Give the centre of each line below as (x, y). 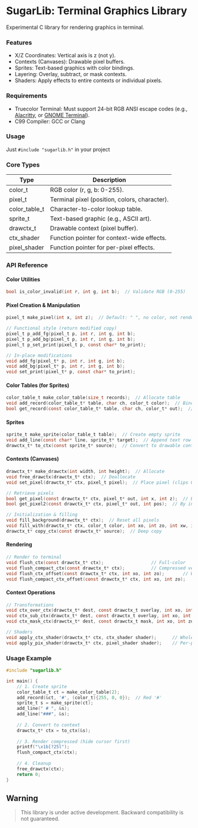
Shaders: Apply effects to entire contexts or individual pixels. (88, 80)
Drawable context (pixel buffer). (94, 229)
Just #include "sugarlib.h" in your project (58, 149)
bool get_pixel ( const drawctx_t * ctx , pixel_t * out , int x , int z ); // (97, 498)
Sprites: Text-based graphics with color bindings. (74, 68)
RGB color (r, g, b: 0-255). (87, 190)
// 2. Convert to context (49, 725)
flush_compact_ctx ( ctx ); (47, 752)
